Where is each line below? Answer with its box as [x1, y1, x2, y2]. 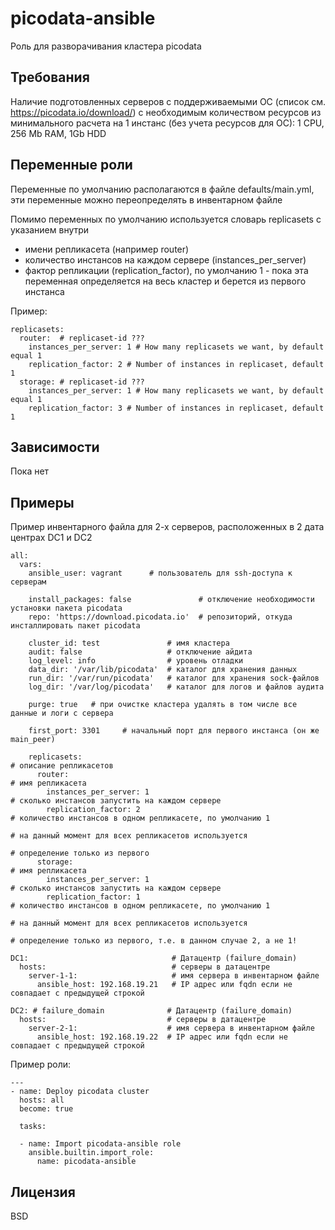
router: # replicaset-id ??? [19, 333, 145, 343]
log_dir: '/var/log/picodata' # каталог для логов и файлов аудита [28, 682, 325, 692]
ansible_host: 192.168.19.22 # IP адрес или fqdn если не [36, 1032, 288, 1042]
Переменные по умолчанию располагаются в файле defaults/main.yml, [10, 183, 315, 195]
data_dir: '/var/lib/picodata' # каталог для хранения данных [28, 665, 298, 675]
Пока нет [10, 465, 50, 477]
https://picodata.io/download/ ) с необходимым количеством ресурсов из [10, 106, 322, 118]
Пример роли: [10, 1058, 72, 1071]
